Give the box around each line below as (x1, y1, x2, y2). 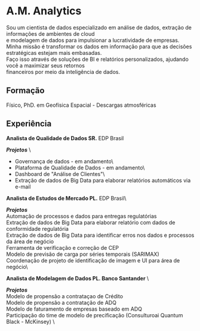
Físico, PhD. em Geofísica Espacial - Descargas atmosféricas (6, 101, 156, 109)
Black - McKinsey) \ (6, 318, 55, 325)
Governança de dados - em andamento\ (14, 157, 113, 165)
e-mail (14, 183, 31, 190)
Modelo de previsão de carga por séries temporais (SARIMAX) (6, 250, 159, 258)
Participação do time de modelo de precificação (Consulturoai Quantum (6, 311, 183, 318)
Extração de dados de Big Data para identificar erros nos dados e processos (6, 231, 195, 239)
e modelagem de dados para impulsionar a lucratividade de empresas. (6, 36, 180, 44)
